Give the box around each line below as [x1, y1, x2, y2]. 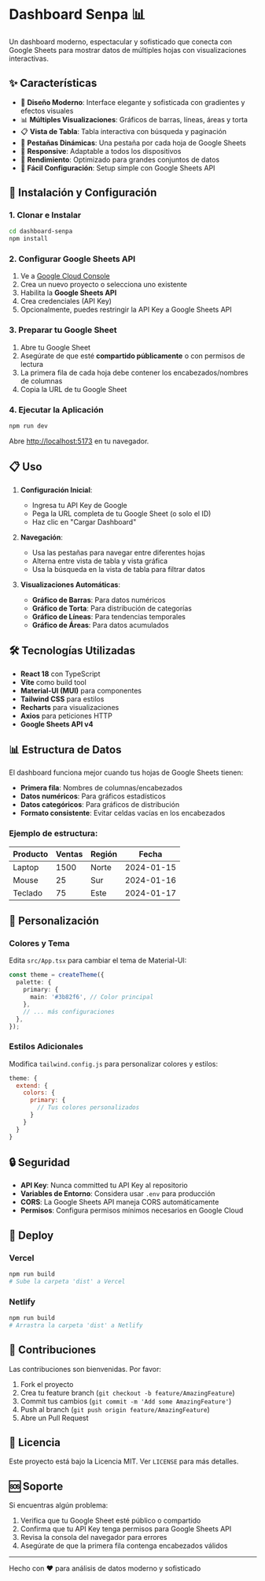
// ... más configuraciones [23, 1007, 115, 1015]
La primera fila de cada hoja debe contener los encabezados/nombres [20, 368, 248, 377]
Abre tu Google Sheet [20, 342, 91, 352]
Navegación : [20, 533, 64, 542]
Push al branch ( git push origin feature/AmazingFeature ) [20, 1404, 211, 1414]
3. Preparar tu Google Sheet [9, 324, 117, 335]
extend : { [16, 1082, 48, 1090]
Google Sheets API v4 [20, 719, 94, 729]
